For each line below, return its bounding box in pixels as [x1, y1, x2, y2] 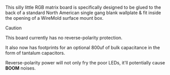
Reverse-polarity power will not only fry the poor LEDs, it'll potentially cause [5, 60, 165, 65]
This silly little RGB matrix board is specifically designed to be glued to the [5, 5, 161, 10]
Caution [5, 25, 22, 31]
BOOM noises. [5, 65, 36, 71]
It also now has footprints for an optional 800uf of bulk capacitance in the [5, 45, 160, 50]
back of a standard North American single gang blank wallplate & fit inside [5, 10, 161, 16]
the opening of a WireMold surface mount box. [5, 15, 104, 21]
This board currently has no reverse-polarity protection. [5, 35, 123, 41]
